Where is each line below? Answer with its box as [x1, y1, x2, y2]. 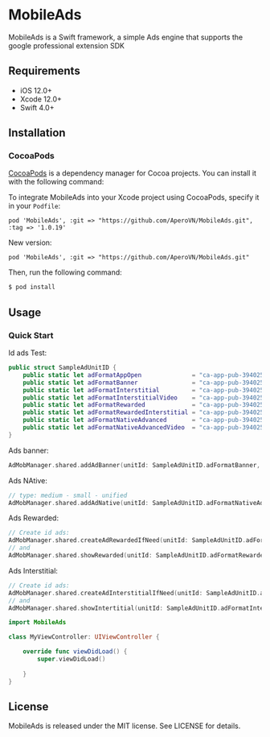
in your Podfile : [8, 201, 61, 211]
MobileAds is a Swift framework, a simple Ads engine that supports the [8, 32, 243, 42]
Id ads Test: [8, 348, 47, 358]
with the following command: [8, 177, 104, 187]
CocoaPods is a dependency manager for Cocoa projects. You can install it [8, 168, 257, 178]
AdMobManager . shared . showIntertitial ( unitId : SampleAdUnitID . [8, 604, 221, 612]
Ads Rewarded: [8, 513, 59, 523]
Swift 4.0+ [19, 102, 55, 112]
